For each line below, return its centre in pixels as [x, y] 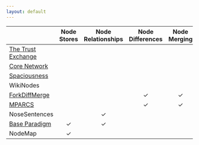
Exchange [23, 56]
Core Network [29, 66]
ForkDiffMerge [29, 95]
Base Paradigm [30, 124]
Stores [68, 39]
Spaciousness [29, 76]
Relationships [103, 39]
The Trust [23, 49]
